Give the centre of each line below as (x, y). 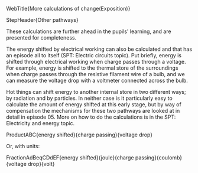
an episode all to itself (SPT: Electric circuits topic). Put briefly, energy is (94, 55)
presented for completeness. (41, 37)
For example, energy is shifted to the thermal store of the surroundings (92, 68)
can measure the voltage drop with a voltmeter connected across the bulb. (97, 80)
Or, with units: (23, 146)
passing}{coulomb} (159, 158)
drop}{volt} (41, 164)
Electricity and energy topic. (40, 123)
